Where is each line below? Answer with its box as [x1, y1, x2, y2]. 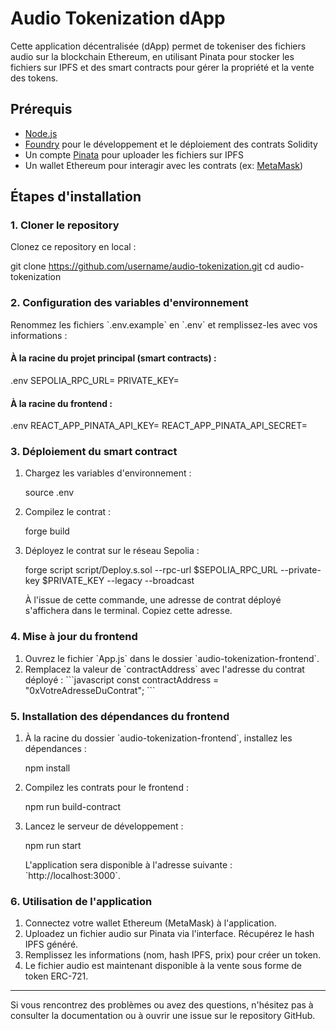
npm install [24, 762, 71, 774]
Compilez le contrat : [24, 506, 112, 518]
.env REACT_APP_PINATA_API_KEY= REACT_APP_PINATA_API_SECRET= [10, 420, 308, 432]
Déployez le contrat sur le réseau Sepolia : [24, 545, 200, 557]
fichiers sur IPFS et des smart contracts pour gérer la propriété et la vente [10, 61, 315, 73]
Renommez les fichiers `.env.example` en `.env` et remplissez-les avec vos [10, 318, 318, 331]
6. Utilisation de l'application [10, 894, 153, 908]
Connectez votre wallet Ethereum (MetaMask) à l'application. [24, 917, 277, 929]
